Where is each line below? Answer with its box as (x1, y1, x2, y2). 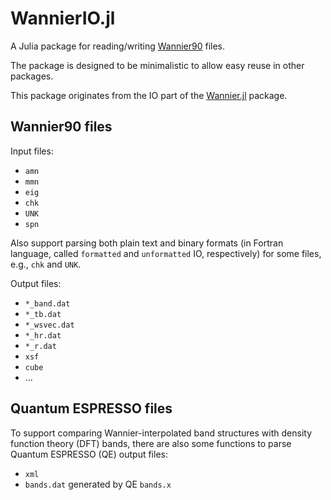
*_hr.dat (24, 330, 62, 341)
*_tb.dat (24, 309, 62, 319)
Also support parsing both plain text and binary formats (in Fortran (10, 237, 284, 249)
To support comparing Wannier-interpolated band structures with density (10, 427, 313, 439)
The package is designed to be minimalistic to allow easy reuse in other (10, 59, 305, 71)
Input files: (10, 145, 54, 157)
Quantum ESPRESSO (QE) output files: (10, 448, 168, 460)
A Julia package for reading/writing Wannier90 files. (10, 40, 226, 52)
